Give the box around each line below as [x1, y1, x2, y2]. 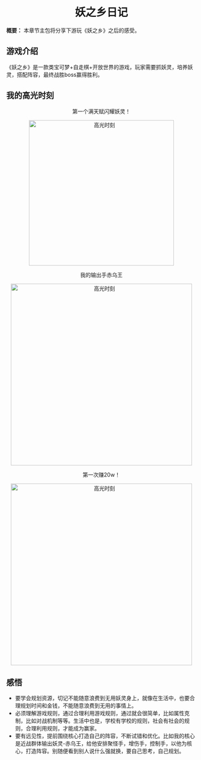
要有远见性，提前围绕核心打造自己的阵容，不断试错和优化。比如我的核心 [14, 732, 195, 739]
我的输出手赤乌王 [80, 271, 123, 279]
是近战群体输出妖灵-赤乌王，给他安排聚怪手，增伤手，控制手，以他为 [14, 740, 187, 747]
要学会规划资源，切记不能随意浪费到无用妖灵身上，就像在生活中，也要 [14, 695, 190, 702]
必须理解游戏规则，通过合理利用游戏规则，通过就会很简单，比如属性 [14, 710, 185, 717]
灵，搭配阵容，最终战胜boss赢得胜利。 [6, 71, 103, 78]
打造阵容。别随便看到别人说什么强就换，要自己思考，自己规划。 [25, 747, 185, 755]
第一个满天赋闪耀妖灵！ [72, 107, 131, 115]
